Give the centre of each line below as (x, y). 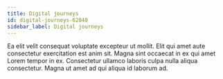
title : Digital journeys (43, 14)
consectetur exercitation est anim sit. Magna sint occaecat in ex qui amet (111, 53)
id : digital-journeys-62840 (48, 20)
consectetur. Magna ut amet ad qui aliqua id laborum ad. (88, 68)
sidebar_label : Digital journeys (55, 26)
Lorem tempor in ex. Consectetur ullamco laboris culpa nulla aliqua (102, 61)
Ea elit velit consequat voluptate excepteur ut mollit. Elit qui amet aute (106, 46)
